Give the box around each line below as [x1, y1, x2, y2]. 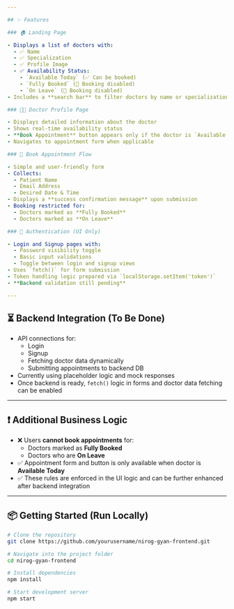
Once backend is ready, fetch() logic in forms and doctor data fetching [17, 379, 223, 388]
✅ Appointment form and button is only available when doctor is [17, 459, 201, 467]
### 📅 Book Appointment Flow [7, 151, 92, 158]
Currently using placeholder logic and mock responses [17, 372, 175, 380]
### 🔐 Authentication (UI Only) [7, 228, 101, 235]
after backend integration [17, 482, 91, 490]
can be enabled [17, 386, 63, 395]
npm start [7, 595, 36, 603]
